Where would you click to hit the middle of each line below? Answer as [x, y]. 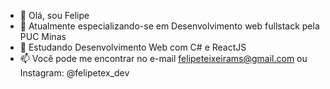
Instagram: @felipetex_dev [74, 73]
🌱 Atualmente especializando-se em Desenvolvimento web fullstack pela [169, 26]
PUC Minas [43, 36]
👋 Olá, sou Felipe [54, 15]
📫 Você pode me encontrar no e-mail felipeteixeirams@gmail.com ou [163, 58]
